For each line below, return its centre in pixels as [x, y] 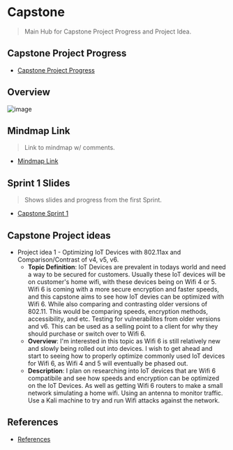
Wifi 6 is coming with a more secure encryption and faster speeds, [123, 289]
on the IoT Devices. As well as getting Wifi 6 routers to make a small [125, 385]
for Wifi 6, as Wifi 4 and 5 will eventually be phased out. [108, 363]
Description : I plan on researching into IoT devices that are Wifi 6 [122, 371]
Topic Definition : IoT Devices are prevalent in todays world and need [127, 267]
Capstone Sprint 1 [43, 213]
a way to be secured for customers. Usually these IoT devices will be [126, 274]
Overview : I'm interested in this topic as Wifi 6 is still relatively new [124, 341]
